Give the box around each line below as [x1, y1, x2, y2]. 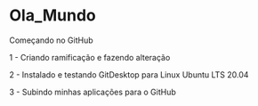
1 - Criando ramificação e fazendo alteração [9, 52, 171, 62]
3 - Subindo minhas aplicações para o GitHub [9, 86, 176, 97]
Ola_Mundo [9, 5, 96, 26]
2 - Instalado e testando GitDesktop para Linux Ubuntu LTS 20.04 [9, 69, 249, 80]
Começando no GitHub [9, 35, 93, 45]
